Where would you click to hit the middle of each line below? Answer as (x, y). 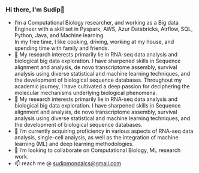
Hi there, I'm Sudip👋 (35, 10)
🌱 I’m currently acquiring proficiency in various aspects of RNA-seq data (104, 131)
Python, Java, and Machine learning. (60, 35)
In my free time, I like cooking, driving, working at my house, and (94, 42)
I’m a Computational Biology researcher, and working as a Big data (97, 23)
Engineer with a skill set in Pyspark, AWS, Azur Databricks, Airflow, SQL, (103, 29)
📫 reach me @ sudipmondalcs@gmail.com (68, 163)
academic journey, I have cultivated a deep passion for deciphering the (102, 86)
